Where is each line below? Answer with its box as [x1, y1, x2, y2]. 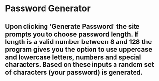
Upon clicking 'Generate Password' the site [5, 22, 140, 31]
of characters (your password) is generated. [5, 68, 143, 76]
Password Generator [5, 3, 91, 14]
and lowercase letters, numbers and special [5, 53, 141, 61]
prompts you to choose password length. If [5, 30, 139, 38]
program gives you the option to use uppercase [5, 45, 153, 54]
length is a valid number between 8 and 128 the [5, 38, 152, 46]
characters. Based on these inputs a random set [5, 61, 154, 69]
